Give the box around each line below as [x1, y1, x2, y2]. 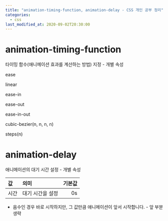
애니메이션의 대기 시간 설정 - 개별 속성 [5, 167, 81, 173]
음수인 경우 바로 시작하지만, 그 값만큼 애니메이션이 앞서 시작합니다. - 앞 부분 [12, 204, 163, 210]
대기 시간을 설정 [22, 190, 59, 197]
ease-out [5, 101, 25, 107]
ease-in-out [5, 111, 31, 118]
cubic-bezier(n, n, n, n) [5, 121, 54, 127]
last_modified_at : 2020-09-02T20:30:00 [5, 21, 90, 27]
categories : [5, 12, 31, 17]
